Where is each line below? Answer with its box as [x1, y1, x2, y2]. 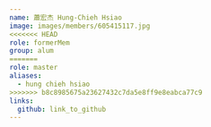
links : [9, 96, 34, 106]
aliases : [9, 72, 42, 80]
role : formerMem [9, 38, 70, 47]
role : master [9, 63, 58, 72]
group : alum [9, 47, 54, 55]
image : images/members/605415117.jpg [9, 21, 151, 30]
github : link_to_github [17, 105, 106, 114]
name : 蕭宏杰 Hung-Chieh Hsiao [9, 13, 123, 22]
